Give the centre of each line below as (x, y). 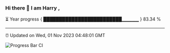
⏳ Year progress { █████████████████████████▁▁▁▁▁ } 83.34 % (83, 19)
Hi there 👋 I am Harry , (33, 8)
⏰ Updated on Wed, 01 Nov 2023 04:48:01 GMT (55, 35)
